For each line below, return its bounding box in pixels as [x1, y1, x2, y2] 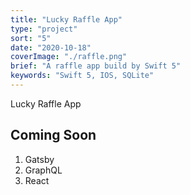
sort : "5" [10, 33, 52, 43]
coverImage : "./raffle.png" [10, 52, 128, 62]
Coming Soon [10, 127, 97, 144]
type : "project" [10, 24, 78, 34]
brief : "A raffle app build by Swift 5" [10, 61, 182, 71]
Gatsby [24, 153, 55, 165]
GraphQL [24, 164, 63, 176]
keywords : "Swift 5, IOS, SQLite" [10, 71, 155, 81]
